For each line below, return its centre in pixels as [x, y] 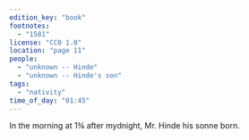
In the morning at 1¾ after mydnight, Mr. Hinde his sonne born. [124, 126]
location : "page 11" [48, 51]
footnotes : [30, 26]
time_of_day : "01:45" [50, 100]
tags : [19, 84]
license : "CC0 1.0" [46, 42]
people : [24, 59]
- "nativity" [42, 92]
